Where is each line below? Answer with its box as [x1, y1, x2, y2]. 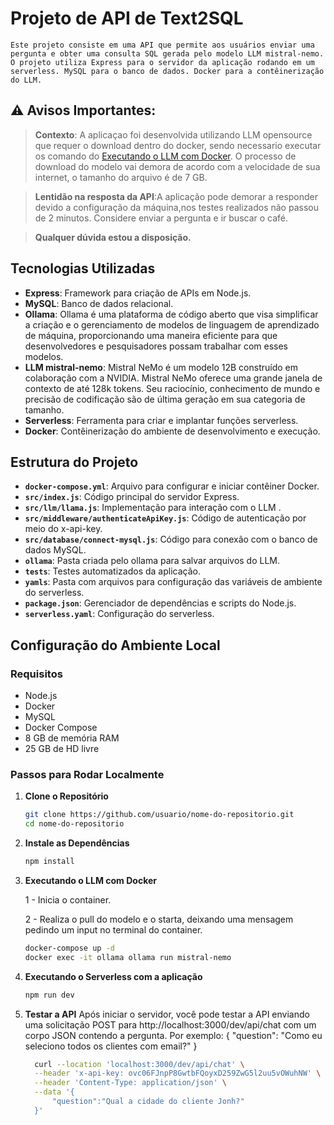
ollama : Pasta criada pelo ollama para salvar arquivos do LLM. [24, 555, 281, 567]
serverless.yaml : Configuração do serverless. [24, 608, 215, 620]
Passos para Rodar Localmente [10, 767, 165, 781]
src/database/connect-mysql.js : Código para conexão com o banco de [24, 533, 318, 546]
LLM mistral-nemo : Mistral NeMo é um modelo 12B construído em [24, 361, 298, 373]
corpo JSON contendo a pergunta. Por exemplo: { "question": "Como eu [24, 1029, 323, 1041]
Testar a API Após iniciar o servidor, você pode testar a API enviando [24, 1008, 310, 1020]
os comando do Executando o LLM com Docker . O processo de [34, 150, 297, 162]
